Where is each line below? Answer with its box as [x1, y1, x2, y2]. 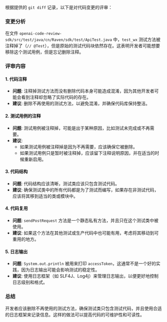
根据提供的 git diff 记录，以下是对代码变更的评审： [5, 4, 113, 10]
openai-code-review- [19, 31, 62, 36]
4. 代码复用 [5, 205, 28, 211]
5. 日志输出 [5, 249, 28, 255]
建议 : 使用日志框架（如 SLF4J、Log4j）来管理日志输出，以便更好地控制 [12, 273, 159, 279]
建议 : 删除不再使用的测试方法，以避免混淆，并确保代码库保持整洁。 [12, 100, 150, 106]
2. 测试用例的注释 [5, 113, 41, 119]
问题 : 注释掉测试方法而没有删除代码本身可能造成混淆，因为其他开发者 [12, 88, 155, 94]
